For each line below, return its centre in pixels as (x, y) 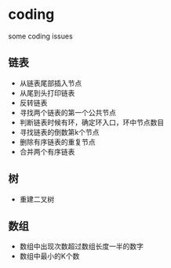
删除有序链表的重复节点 (57, 142)
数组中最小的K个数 (49, 256)
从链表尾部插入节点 (51, 83)
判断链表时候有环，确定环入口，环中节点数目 (92, 122)
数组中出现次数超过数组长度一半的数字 (81, 246)
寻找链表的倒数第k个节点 (59, 132)
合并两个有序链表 (47, 151)
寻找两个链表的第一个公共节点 (67, 112)
